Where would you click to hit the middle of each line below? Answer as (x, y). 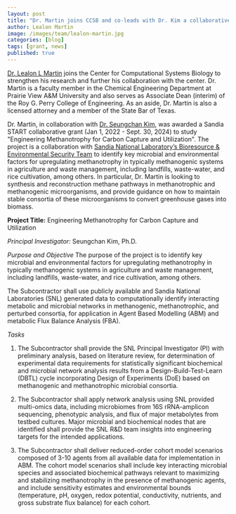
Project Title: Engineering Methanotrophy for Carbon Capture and (103, 220)
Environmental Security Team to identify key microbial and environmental (113, 154)
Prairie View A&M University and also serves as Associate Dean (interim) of (116, 95)
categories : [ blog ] (36, 40)
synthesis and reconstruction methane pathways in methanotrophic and (111, 184)
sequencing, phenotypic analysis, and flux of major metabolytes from (118, 414)
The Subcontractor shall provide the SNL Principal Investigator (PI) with (121, 348)
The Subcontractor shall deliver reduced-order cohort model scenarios (120, 450)
